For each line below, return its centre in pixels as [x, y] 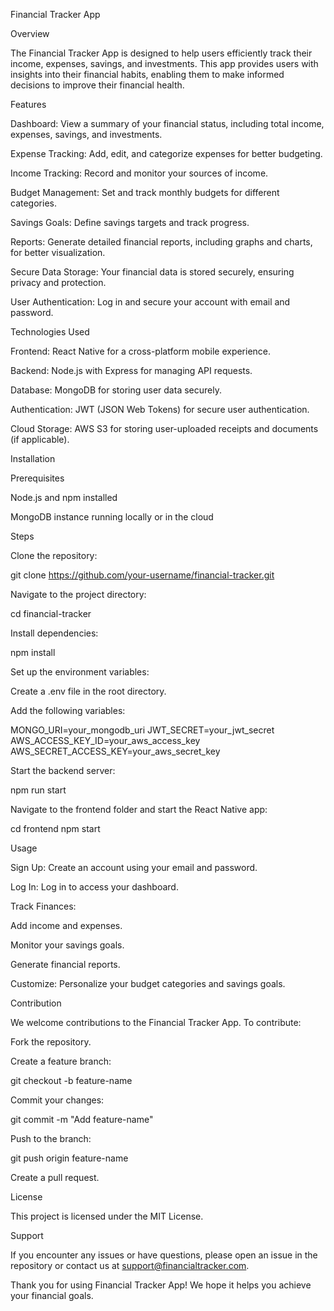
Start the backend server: [63, 770]
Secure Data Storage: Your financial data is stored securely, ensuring [152, 272]
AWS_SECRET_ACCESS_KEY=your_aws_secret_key [115, 751]
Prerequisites [37, 478]
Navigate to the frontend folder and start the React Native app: [139, 809]
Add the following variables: [68, 710]
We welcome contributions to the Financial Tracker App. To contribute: [156, 1022]
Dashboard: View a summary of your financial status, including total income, [167, 123]
